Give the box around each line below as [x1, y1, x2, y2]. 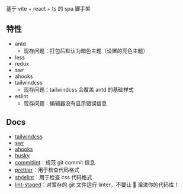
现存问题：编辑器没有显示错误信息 [23, 99, 107, 106]
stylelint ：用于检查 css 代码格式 [14, 173, 92, 180]
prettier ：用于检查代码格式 [14, 166, 80, 173]
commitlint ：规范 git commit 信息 [14, 159, 95, 166]
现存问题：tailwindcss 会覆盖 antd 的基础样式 [23, 86, 134, 93]
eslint [14, 92, 28, 99]
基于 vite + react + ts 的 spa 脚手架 [6, 5, 91, 12]
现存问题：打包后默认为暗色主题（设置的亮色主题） [23, 47, 149, 54]
